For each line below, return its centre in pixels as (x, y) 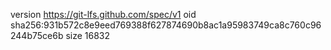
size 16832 (88, 35)
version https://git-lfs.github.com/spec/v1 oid (103, 14)
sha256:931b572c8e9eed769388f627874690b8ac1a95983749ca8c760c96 (166, 25)
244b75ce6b (37, 35)
